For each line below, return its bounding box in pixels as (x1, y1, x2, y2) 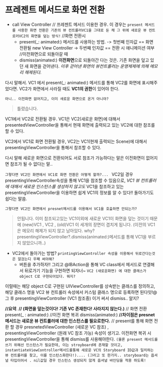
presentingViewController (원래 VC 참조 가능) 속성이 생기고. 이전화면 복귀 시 (5, 330, 151, 336)
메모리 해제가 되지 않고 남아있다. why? (22, 228, 95, 233)
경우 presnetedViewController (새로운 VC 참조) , (15, 324, 109, 329)
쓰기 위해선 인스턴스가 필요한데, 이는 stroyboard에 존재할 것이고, (5, 342, 123, 348)
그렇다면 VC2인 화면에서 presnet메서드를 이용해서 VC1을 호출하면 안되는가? (5, 206, 137, 211)
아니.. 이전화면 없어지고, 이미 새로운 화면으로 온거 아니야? (5, 96, 109, 101)
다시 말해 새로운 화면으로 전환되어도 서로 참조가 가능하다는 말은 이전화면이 (5, 155, 145, 161)
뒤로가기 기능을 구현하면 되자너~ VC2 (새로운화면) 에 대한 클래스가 (24, 268, 147, 273)
